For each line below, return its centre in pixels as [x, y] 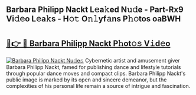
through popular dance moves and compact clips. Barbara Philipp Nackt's [96, 73]
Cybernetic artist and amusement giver [132, 60]
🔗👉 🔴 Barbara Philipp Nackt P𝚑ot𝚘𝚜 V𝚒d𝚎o [88, 43]
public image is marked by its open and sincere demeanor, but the [86, 80]
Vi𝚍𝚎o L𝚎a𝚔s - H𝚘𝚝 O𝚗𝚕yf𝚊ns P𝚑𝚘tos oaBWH [94, 19]
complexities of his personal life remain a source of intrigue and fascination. [98, 86]
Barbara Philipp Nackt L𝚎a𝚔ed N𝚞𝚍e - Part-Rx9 [95, 10]
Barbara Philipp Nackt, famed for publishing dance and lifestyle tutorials [94, 67]
